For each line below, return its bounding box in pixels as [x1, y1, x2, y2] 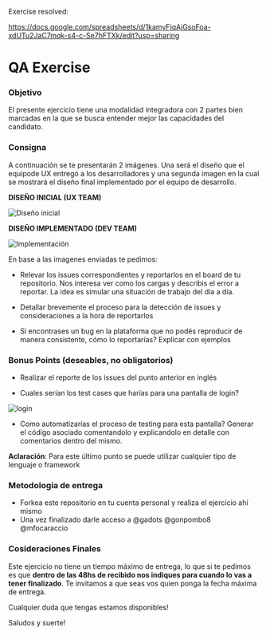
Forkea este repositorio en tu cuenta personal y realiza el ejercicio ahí [19, 498, 248, 507]
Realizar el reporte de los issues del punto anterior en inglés [19, 373, 217, 382]
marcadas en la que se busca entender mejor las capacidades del [8, 113, 225, 123]
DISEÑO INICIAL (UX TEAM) [8, 192, 102, 202]
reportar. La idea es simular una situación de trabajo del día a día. [19, 286, 235, 296]
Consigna [8, 142, 46, 153]
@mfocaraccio [19, 523, 68, 533]
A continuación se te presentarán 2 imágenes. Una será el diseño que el [8, 160, 244, 170]
